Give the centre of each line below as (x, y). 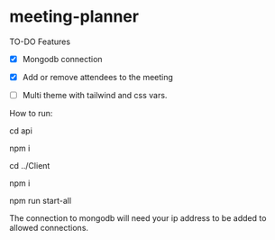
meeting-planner (74, 17)
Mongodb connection (62, 59)
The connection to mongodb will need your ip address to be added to (138, 218)
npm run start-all (41, 201)
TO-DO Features (40, 42)
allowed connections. (49, 228)
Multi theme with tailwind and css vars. (95, 96)
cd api (21, 131)
